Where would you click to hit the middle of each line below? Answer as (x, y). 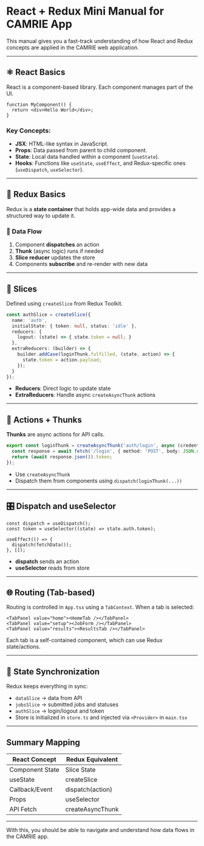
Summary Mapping (43, 742)
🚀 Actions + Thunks (44, 420)
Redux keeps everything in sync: (47, 687)
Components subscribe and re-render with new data (81, 264)
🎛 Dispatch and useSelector (61, 506)
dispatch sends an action (47, 561)
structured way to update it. (41, 215)
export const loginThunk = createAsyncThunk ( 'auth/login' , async (90, 446)
